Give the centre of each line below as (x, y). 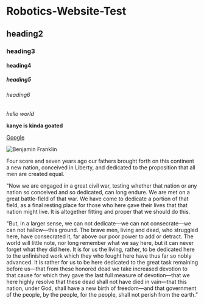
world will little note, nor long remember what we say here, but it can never (100, 242)
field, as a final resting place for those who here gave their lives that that (97, 205)
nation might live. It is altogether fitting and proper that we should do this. (98, 211)
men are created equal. (36, 174)
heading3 (21, 51)
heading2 (25, 34)
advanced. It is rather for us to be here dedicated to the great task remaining (102, 262)
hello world (20, 113)
